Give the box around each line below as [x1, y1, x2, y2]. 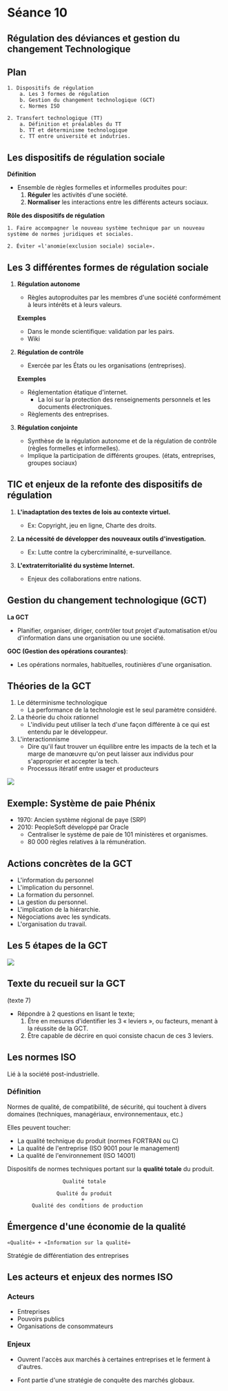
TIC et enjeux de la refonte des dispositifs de [7, 479, 203, 490]
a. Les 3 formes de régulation [19, 91, 110, 98]
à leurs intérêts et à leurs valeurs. [27, 301, 123, 309]
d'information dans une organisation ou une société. [17, 633, 165, 642]
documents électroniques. [37, 403, 112, 411]
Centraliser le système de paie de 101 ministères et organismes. [27, 830, 208, 839]
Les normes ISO [7, 1052, 77, 1063]
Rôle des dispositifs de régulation [7, 212, 105, 220]
